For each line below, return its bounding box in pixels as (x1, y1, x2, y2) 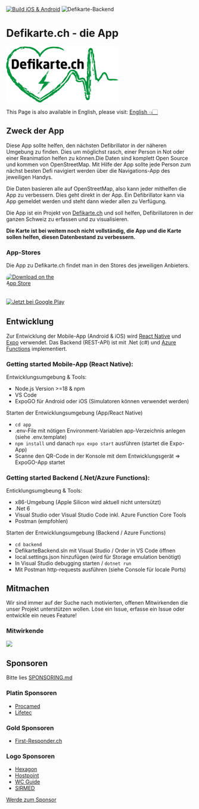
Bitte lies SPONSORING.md (6, 674, 73, 682)
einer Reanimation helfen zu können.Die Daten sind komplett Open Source (6, 154, 188, 161)
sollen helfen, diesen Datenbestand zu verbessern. (6, 233, 136, 241)
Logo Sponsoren (6, 752, 55, 760)
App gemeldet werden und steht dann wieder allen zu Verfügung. (6, 197, 167, 205)
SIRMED (14, 785, 35, 792)
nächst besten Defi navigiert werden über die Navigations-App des (6, 167, 170, 174)
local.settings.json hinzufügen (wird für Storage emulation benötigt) (14, 553, 182, 561)
